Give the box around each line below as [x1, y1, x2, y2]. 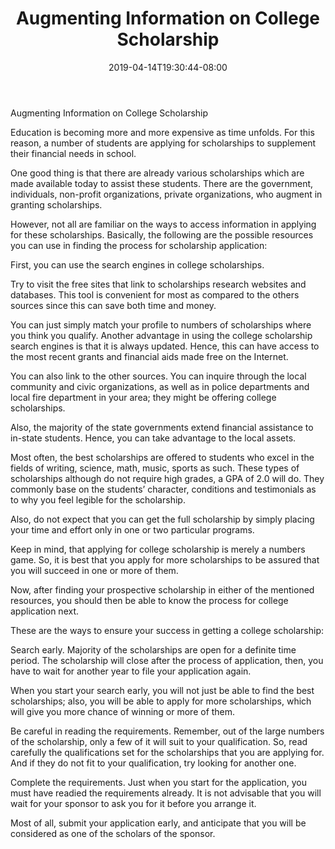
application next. [10, 605, 80, 617]
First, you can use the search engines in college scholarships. [10, 258, 265, 271]
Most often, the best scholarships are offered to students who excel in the [10, 451, 315, 463]
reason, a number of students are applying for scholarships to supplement [10, 137, 317, 149]
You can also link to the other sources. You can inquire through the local [10, 370, 307, 382]
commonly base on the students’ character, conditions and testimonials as [10, 483, 317, 495]
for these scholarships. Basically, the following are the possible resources [10, 228, 314, 241]
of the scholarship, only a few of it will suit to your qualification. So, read [10, 735, 308, 747]
